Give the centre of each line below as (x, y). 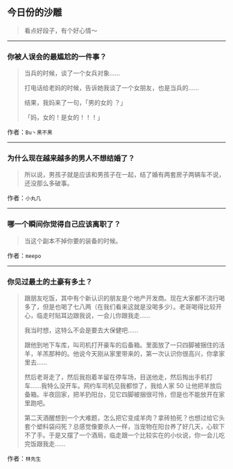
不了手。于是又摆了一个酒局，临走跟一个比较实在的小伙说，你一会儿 (121, 435)
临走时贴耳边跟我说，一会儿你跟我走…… (93, 315)
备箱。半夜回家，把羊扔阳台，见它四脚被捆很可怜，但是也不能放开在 (121, 394)
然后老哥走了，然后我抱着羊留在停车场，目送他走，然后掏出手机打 (118, 377)
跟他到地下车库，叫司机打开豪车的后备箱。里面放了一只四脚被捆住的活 (124, 345)
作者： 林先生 (24, 459)
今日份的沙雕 (35, 12)
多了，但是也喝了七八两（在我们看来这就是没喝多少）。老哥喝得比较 (120, 307)
